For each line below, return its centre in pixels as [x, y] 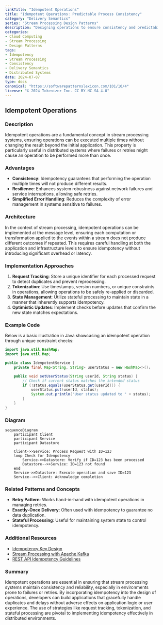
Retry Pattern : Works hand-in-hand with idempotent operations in [78, 500]
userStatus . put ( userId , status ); [65, 390]
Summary [17, 572]
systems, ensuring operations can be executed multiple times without [74, 140]
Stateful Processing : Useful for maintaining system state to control [79, 520]
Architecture [20, 217]
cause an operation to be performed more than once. [58, 155]
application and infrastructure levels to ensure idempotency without [73, 248]
